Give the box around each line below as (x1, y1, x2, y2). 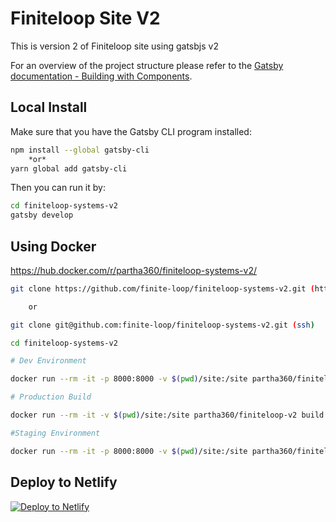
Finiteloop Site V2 (10, 7, 161, 30)
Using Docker (10, 238, 97, 255)
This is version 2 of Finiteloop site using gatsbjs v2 (10, 40, 219, 52)
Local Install (10, 99, 88, 116)
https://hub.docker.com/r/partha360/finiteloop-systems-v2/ (10, 264, 257, 276)
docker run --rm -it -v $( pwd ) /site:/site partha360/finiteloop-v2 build (10, 410, 325, 421)
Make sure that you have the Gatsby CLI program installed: (10, 125, 252, 137)
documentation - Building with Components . (10, 70, 193, 82)
